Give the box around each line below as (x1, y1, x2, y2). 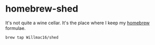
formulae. (5, 25, 26, 31)
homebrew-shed (5, 3, 78, 15)
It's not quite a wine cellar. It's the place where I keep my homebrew (5, 20, 150, 26)
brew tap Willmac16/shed (5, 35, 59, 40)
